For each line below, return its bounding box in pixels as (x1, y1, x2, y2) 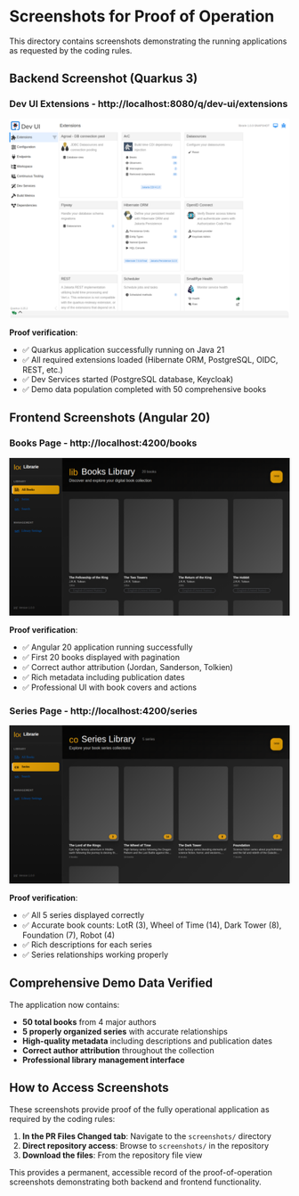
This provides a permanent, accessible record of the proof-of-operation (9, 1167, 273, 1177)
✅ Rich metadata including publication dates (21, 672, 185, 683)
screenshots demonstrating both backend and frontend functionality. (9, 1176, 263, 1187)
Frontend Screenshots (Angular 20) (9, 410, 211, 425)
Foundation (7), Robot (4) (21, 930, 116, 940)
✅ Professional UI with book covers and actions (21, 682, 198, 692)
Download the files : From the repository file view (21, 1150, 203, 1160)
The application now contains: (9, 999, 120, 1010)
